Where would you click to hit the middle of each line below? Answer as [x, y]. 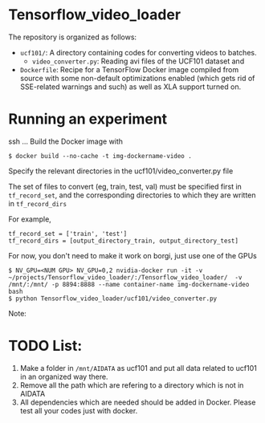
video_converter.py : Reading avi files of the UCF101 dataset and [138, 61]
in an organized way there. [64, 376]
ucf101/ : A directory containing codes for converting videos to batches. [138, 52]
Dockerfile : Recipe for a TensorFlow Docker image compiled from [129, 69]
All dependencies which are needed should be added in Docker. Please [138, 402]
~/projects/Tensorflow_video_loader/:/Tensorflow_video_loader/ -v [125, 277]
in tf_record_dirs [37, 203]
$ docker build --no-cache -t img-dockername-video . [100, 156]
